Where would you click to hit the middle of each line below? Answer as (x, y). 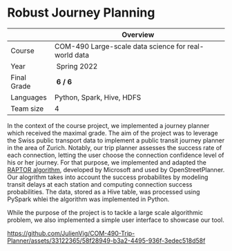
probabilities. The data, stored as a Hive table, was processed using (104, 192)
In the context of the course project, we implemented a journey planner (108, 125)
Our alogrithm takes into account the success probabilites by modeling (108, 177)
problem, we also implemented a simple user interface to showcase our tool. (116, 220)
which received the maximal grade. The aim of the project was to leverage (113, 133)
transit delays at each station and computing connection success (100, 184)
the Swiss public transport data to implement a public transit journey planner (116, 140)
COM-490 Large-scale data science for (120, 46)
